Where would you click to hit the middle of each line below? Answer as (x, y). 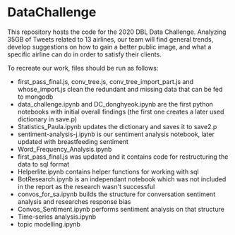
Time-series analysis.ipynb (57, 217)
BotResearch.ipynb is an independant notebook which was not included (122, 179)
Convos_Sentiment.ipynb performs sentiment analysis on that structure (121, 209)
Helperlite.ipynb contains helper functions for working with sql (108, 171)
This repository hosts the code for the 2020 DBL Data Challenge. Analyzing (117, 32)
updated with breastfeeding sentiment (73, 141)
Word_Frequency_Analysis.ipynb (65, 149)
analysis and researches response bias (74, 201)
